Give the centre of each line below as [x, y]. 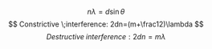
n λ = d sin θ [106, 12]
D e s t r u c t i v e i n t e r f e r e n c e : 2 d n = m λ [106, 37]
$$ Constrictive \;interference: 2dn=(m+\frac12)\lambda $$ [106, 24]
